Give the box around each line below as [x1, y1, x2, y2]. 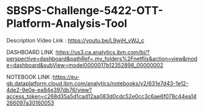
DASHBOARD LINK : [6, 48, 57, 55]
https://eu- [53, 73, 80, 80]
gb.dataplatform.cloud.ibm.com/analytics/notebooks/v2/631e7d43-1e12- [6, 80, 189, 87]
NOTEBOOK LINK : [6, 73, 53, 80]
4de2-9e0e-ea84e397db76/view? [6, 86, 92, 93]
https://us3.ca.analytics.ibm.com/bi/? [56, 48, 150, 55]
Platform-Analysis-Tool [6, 16, 128, 30]
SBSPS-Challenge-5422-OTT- [6, 4, 164, 18]
